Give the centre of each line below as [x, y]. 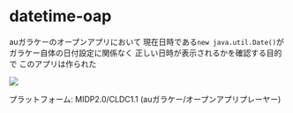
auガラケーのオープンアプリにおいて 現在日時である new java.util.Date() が [146, 41]
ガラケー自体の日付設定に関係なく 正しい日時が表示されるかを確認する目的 [146, 53]
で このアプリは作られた [53, 64]
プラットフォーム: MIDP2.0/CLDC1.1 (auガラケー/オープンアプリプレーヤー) [145, 99]
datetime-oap [60, 16]
